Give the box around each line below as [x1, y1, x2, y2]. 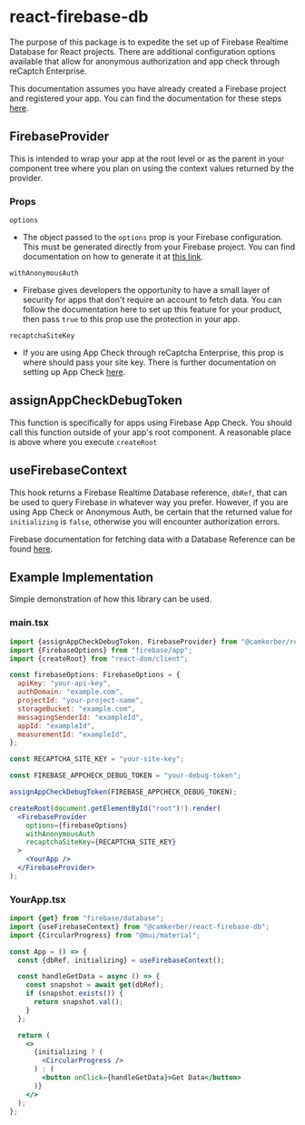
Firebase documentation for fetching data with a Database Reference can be [9, 533, 296, 544]
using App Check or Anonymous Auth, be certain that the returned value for [9, 506, 293, 517]
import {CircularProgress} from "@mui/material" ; [9, 930, 202, 939]
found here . [9, 543, 53, 554]
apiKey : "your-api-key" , [17, 679, 112, 688]
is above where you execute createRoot [9, 436, 157, 447]
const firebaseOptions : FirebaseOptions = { [9, 671, 181, 680]
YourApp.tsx [9, 893, 66, 906]
